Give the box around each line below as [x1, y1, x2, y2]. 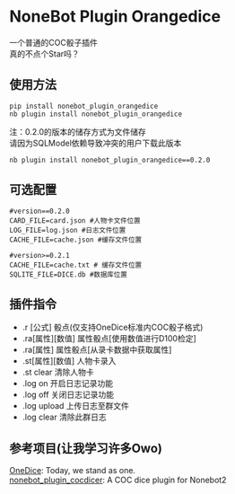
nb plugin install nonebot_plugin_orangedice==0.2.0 [9, 155, 211, 164]
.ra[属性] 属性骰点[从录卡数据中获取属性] [22, 344, 172, 356]
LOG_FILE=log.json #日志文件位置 [9, 225, 126, 234]
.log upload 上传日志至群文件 [22, 401, 130, 411]
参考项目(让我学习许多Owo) [9, 440, 163, 455]
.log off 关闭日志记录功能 [22, 389, 115, 401]
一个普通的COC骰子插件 [9, 37, 99, 48]
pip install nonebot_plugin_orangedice [9, 101, 159, 110]
